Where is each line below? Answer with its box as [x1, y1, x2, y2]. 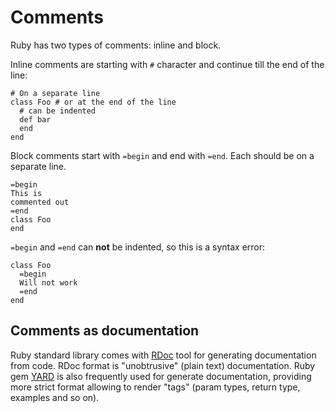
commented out [10, 197, 70, 207]
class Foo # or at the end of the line [10, 97, 177, 107]
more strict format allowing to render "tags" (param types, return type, [10, 381, 301, 393]
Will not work [19, 277, 78, 288]
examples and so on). [10, 391, 100, 403]
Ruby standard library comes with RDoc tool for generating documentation [10, 349, 317, 361]
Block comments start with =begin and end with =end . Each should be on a [10, 149, 315, 161]
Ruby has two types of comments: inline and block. [10, 39, 222, 51]
